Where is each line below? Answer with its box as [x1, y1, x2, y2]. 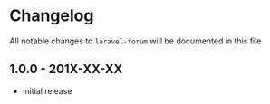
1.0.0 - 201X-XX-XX [9, 61, 123, 77]
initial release [22, 85, 72, 96]
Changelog [9, 5, 94, 26]
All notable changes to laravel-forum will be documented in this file [9, 35, 262, 46]
